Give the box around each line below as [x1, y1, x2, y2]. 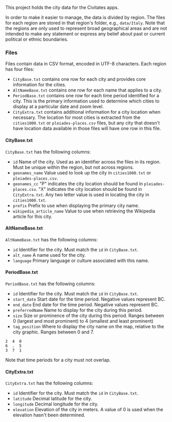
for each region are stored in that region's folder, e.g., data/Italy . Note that [5, 20, 165, 26]
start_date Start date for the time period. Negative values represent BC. [12, 296, 166, 302]
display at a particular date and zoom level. [12, 103, 104, 110]
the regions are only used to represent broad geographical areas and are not [5, 25, 167, 31]
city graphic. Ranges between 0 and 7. [12, 329, 94, 335]
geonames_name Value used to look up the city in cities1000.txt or [12, 169, 151, 175]
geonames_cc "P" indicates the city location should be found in [12, 180, 143, 187]
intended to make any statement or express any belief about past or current [5, 31, 165, 37]
